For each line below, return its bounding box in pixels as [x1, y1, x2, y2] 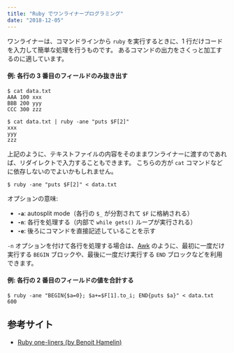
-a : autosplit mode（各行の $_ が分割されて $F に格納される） [17, 209, 193, 217]
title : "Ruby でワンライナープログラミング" [7, 10, 124, 17]
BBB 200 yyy [7, 99, 42, 107]
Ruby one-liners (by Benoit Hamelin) [17, 338, 122, 346]
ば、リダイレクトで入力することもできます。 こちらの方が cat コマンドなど [7, 158, 224, 166]
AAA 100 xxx [7, 94, 42, 101]
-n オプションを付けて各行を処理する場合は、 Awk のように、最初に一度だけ [7, 241, 225, 250]
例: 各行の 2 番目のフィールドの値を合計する [7, 276, 134, 284]
